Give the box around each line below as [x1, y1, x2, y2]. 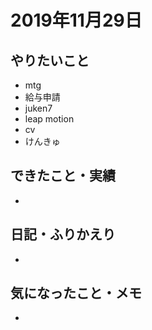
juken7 [24, 102, 53, 114]
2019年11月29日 [10, 9, 143, 32]
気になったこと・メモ [10, 285, 142, 302]
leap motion [24, 113, 75, 125]
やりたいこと [10, 52, 90, 69]
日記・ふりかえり [10, 226, 116, 243]
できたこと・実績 [10, 167, 116, 185]
